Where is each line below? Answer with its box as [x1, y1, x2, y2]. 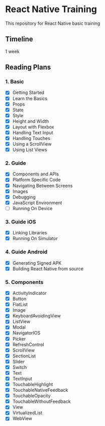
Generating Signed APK [12, 260, 62, 266]
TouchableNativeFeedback [12, 387, 68, 393]
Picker [12, 336, 26, 342]
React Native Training [5, 4, 97, 15]
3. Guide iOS [5, 218, 36, 225]
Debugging [12, 194, 36, 200]
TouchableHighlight [12, 382, 53, 387]
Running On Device [12, 205, 53, 211]
